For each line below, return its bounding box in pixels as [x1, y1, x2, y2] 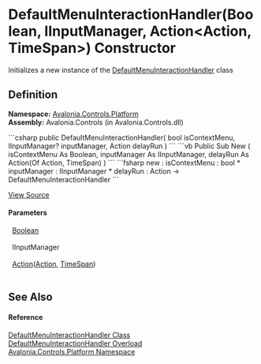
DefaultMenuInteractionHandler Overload [8, 338, 143, 348]
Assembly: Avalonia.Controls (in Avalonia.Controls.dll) [8, 117, 184, 127]
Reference [8, 312, 43, 321]
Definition [8, 88, 58, 102]
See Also [8, 291, 53, 304]
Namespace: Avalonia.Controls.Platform [8, 109, 140, 118]
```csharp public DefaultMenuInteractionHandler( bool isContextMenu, [8, 133, 236, 142]
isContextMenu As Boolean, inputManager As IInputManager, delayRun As [8, 149, 250, 159]
